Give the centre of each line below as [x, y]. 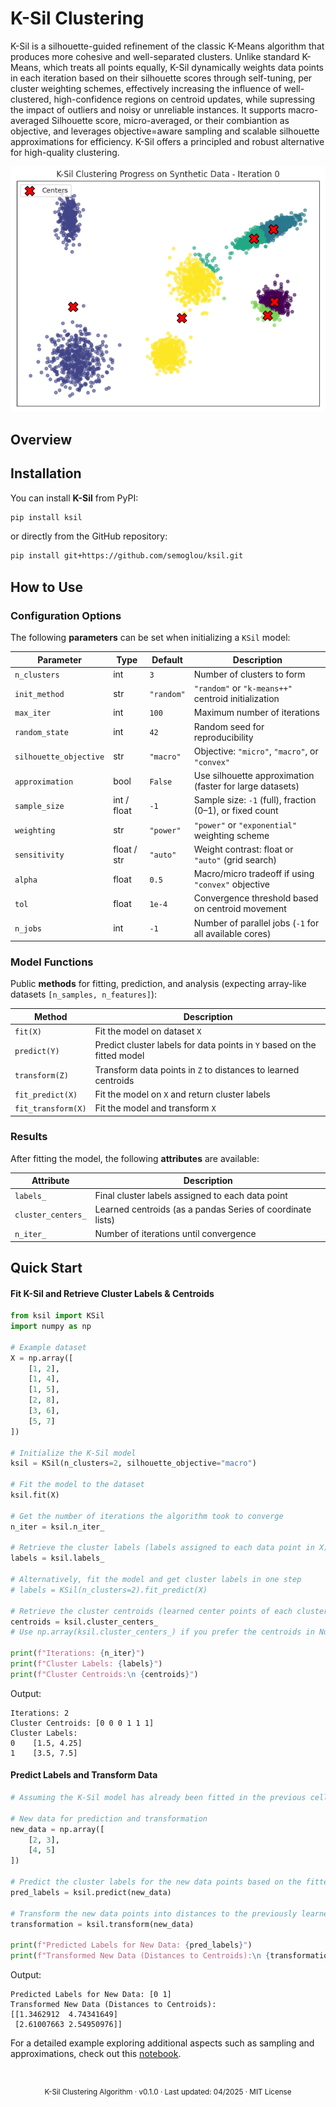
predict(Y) [37, 1051]
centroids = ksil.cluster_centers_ [84, 1622]
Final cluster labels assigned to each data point [191, 1195]
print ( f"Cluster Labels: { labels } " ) [86, 1664]
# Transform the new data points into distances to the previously [154, 1913]
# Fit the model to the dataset [77, 1485]
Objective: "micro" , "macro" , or [256, 751]
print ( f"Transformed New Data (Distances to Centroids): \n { [140, 1956]
